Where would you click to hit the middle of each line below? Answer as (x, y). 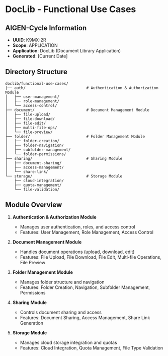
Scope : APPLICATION (35, 45)
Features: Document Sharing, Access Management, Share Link (85, 317)
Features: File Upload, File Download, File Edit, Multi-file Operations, (91, 257)
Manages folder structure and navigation (62, 282)
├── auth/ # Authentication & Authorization (82, 88)
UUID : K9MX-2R (29, 40)
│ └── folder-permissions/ (36, 154)
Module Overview (34, 205)
